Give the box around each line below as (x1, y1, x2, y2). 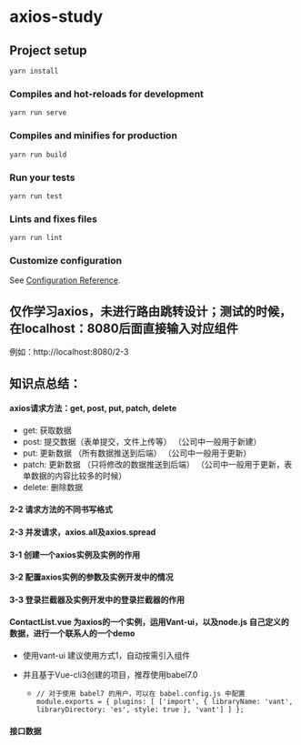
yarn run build (9, 150, 67, 159)
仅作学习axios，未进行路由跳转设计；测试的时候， (9, 303, 292, 319)
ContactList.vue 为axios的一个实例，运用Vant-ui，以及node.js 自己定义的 (9, 617, 289, 628)
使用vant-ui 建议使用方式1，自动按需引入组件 (22, 650, 191, 661)
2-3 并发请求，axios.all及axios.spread (9, 527, 156, 538)
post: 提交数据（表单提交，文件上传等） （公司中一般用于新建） (22, 436, 262, 447)
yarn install (9, 66, 59, 76)
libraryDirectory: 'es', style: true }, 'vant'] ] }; (35, 705, 245, 715)
